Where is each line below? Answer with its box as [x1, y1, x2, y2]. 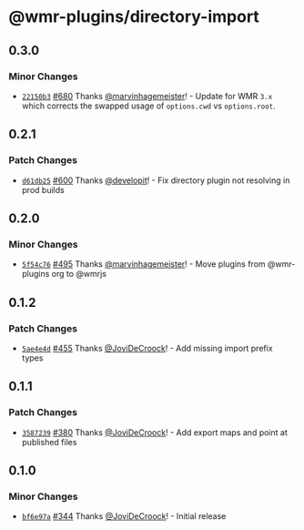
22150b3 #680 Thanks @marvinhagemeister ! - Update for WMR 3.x [21, 90, 273, 101]
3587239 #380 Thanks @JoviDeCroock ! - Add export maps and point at [21, 426, 288, 438]
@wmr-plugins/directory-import [8, 6, 260, 27]
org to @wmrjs [51, 269, 106, 280]
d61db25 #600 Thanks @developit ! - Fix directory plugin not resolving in [21, 175, 290, 186]
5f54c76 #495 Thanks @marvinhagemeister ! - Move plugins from [21, 259, 266, 270]
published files [21, 436, 77, 447]
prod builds [21, 184, 65, 195]
